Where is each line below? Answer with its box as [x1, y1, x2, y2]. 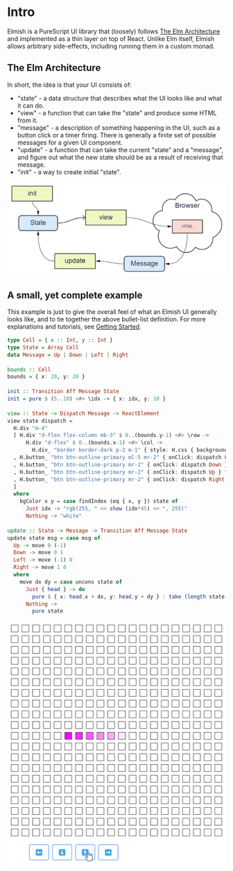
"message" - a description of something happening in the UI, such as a [17, 123, 221, 132]
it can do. [17, 101, 44, 110]
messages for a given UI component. [17, 138, 123, 147]
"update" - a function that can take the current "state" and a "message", [17, 145, 224, 154]
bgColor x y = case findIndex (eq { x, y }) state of [19, 498, 178, 505]
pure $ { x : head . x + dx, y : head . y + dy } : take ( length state [32, 593, 225, 600]
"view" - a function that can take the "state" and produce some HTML [17, 108, 217, 117]
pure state [32, 608, 64, 615]
